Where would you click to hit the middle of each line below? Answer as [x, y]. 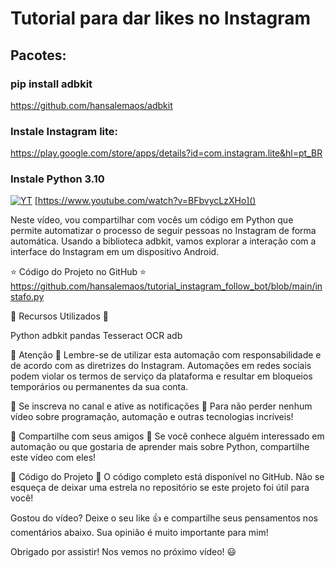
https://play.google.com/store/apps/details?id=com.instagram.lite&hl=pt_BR [166, 153]
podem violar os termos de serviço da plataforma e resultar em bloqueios [161, 376]
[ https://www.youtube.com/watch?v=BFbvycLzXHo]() [145, 201]
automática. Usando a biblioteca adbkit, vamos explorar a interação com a [163, 241]
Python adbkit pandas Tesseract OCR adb [96, 336]
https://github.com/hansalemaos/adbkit [91, 105]
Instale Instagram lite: [64, 131]
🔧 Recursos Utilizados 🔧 [59, 316]
